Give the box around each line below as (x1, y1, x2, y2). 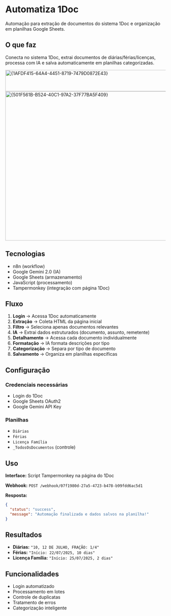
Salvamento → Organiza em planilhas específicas (12, 351, 118, 357)
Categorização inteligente (12, 605, 67, 611)
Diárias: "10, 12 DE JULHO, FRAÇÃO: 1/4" (12, 544, 99, 550)
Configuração (5, 366, 50, 375)
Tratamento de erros (12, 600, 56, 606)
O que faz (5, 41, 37, 50)
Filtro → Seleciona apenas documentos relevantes (12, 324, 119, 330)
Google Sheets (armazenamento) (12, 274, 82, 280)
